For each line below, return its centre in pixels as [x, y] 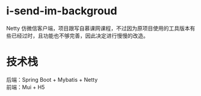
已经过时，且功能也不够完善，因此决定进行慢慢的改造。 [80, 35]
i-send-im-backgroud [62, 11]
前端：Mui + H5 [26, 87]
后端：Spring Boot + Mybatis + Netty [52, 79]
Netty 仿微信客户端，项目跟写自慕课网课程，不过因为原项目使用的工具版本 [98, 28]
